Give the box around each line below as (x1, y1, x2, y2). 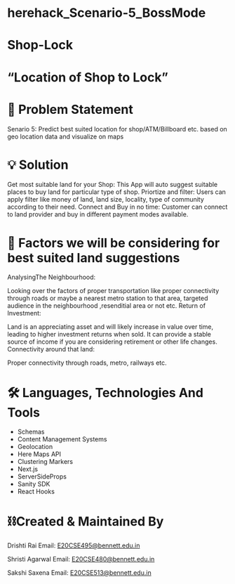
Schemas (17, 427, 45, 436)
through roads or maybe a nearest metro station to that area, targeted (7, 294, 208, 303)
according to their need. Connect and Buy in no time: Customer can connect (7, 202, 228, 212)
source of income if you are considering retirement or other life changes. (7, 337, 217, 346)
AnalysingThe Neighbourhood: (7, 273, 96, 282)
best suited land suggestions (7, 249, 180, 266)
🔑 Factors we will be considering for (7, 235, 220, 251)
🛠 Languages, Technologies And (7, 384, 203, 401)
